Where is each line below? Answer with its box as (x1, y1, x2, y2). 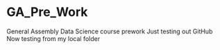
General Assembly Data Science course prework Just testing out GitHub (6, 27, 213, 35)
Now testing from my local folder (6, 34, 101, 42)
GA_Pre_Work (6, 4, 88, 20)
